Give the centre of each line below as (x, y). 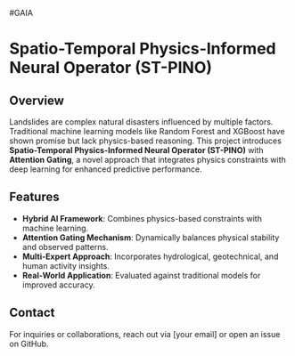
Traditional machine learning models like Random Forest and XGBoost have (147, 131)
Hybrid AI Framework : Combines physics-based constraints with (142, 218)
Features (34, 197)
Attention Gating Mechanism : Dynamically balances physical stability (151, 237)
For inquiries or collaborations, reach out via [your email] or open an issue (145, 334)
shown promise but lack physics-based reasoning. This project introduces (146, 141)
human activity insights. (66, 265)
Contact (32, 313)
